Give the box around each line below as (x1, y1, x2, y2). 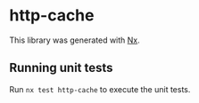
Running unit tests (9, 60, 113, 75)
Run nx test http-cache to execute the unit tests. (9, 83, 191, 94)
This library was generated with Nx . (9, 35, 140, 45)
